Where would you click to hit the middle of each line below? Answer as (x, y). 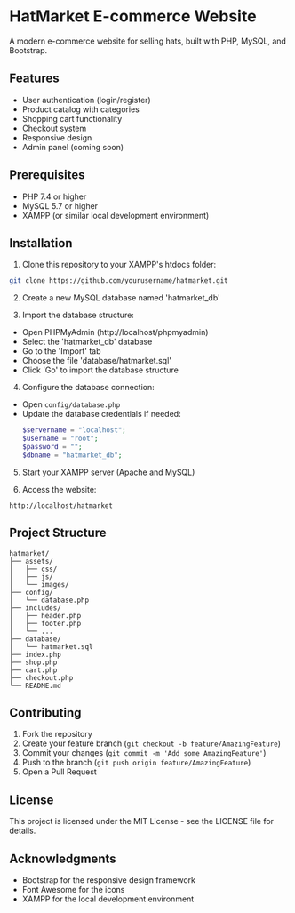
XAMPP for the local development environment (108, 899)
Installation (41, 243)
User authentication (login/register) (86, 100)
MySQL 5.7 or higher (60, 205)
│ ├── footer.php (45, 623)
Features (34, 79)
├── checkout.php (41, 677)
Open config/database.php (71, 404)
